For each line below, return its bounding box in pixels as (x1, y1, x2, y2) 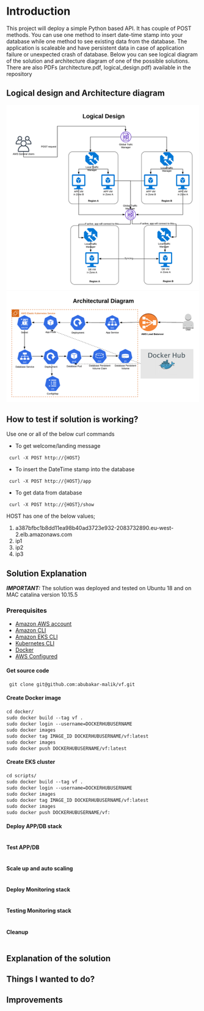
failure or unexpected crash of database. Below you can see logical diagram (6, 50, 198, 58)
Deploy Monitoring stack (6, 886, 70, 893)
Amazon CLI (15, 627, 46, 634)
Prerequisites (6, 606, 47, 615)
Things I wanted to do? (6, 974, 95, 985)
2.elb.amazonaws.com (15, 531, 73, 538)
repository (6, 70, 32, 77)
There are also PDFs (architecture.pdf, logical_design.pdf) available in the (6, 63, 191, 71)
